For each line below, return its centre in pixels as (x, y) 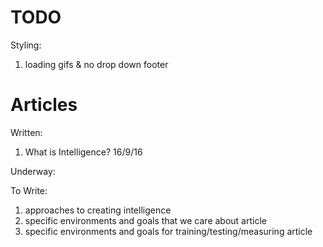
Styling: (26, 45)
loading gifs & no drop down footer (96, 64)
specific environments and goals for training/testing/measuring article (168, 231)
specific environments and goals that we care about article (145, 220)
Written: (26, 132)
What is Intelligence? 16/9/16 (83, 152)
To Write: (29, 190)
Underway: (33, 171)
